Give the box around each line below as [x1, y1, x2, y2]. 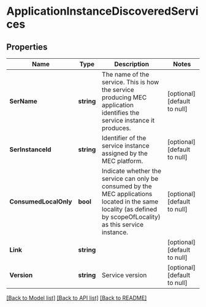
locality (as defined [102, 205, 158, 213]
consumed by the [102, 182, 152, 191]
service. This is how [102, 78, 159, 86]
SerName [9, 97, 38, 105]
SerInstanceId [9, 145, 51, 154]
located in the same [102, 197, 159, 206]
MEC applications [102, 190, 153, 198]
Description [114, 60, 149, 68]
